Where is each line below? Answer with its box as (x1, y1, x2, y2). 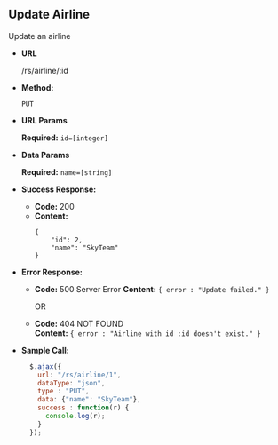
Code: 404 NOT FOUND (34, 318, 124, 329)
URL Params (20, 115, 68, 125)
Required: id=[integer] (20, 132, 108, 143)
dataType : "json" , (37, 378, 106, 387)
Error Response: (20, 266, 83, 277)
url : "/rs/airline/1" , (37, 370, 122, 379)
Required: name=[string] (20, 166, 113, 177)
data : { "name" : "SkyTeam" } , (37, 395, 141, 404)
